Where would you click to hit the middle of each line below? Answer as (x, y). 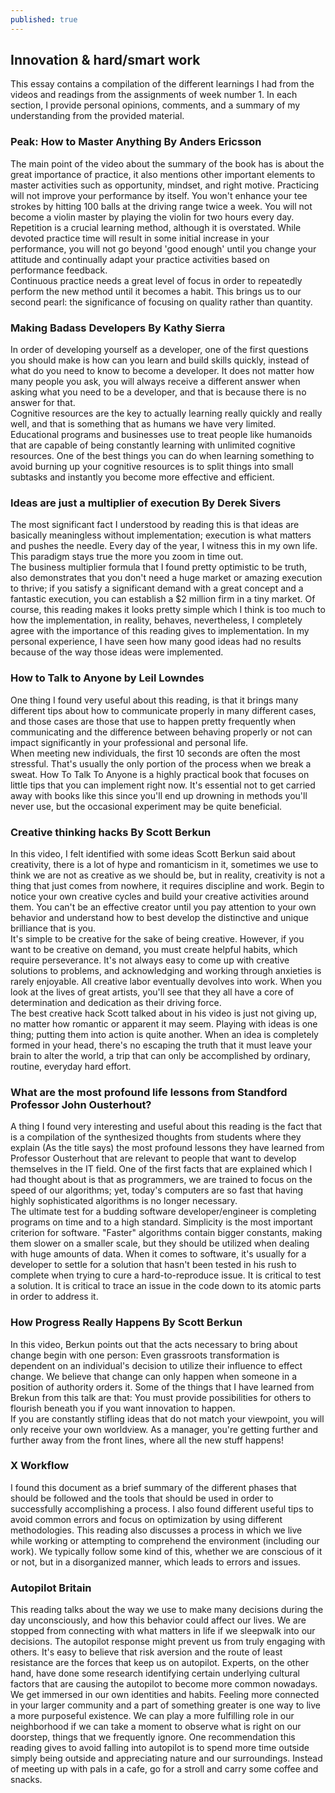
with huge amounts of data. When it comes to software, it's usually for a (158, 1254)
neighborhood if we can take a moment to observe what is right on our (156, 1727)
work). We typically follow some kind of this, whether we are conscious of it (166, 1551)
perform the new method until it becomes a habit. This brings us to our (156, 291)
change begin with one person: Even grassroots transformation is (145, 1355)
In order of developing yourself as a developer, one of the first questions (159, 350)
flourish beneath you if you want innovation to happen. (123, 1408)
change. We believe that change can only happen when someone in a (154, 1376)
